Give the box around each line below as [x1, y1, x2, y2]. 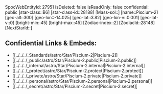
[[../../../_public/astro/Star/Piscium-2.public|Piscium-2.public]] [12, 57, 137, 63]
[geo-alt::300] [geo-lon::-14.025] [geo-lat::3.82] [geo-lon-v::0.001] [5, 15, 140, 20]
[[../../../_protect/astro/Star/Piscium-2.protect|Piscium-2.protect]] [12, 68, 143, 73]
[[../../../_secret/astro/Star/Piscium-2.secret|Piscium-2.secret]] [12, 83, 138, 89]
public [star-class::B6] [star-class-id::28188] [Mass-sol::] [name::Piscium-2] [5, 9, 158, 15]
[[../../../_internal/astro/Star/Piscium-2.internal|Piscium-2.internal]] [12, 62, 145, 68]
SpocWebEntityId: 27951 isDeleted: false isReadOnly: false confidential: [5, 4, 149, 10]
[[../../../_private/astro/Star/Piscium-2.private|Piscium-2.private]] [12, 73, 142, 79]
